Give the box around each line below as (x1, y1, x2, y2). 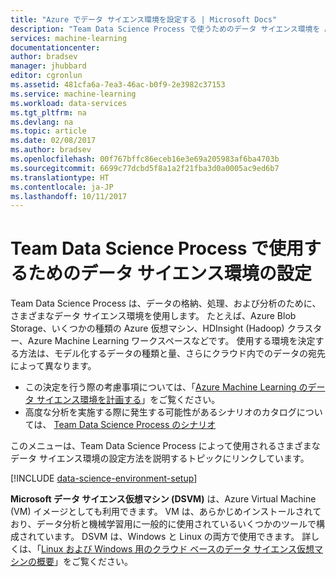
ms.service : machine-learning (10, 89, 137, 99)
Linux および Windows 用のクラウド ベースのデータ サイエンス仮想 (41, 543, 315, 555)
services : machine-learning (10, 33, 128, 43)
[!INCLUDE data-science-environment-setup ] (10, 472, 198, 485)
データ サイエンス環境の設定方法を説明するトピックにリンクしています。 (10, 452, 310, 465)
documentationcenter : (10, 42, 101, 53)
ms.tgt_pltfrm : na (10, 107, 87, 118)
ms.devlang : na (10, 117, 74, 127)
